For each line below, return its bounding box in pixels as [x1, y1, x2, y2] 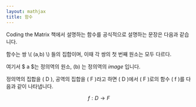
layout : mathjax [6, 8, 46, 15]
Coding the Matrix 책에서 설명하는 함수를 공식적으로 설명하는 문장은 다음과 [6, 30, 178, 38]
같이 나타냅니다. [16, 82, 54, 89]
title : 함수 [6, 14, 34, 20]
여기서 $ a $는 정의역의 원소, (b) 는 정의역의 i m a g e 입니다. [6, 63, 141, 70]
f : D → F [88, 94, 110, 101]
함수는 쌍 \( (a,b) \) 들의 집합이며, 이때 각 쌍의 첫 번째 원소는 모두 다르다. [6, 50, 172, 57]
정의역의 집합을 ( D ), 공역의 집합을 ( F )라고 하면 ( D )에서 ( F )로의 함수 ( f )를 [6, 75, 185, 82]
